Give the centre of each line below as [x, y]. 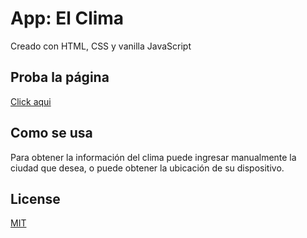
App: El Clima [67, 18]
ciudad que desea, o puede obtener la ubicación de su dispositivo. [147, 168]
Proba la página [60, 77]
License [35, 198]
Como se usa [51, 133]
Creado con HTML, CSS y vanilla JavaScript [101, 46]
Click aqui [31, 101]
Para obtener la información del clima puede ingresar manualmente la [153, 157]
